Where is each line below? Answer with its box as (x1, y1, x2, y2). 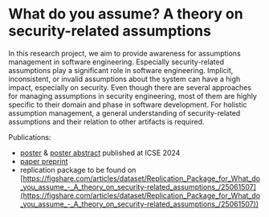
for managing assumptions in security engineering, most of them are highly (8, 91, 257, 100)
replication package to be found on (19, 165, 137, 174)
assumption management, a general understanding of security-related (8, 108, 241, 117)
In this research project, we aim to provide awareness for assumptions (8, 48, 241, 58)
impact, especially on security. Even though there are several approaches (8, 82, 251, 92)
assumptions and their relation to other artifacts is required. (8, 117, 205, 126)
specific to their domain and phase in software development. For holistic (8, 100, 247, 109)
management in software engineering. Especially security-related (8, 57, 225, 67)
